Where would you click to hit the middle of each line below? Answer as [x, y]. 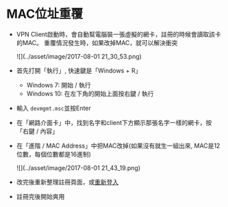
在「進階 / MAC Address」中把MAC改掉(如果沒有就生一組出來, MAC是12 [118, 146]
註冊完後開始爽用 [40, 196]
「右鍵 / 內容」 [37, 131]
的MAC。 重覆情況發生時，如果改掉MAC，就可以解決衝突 [97, 42]
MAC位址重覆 [45, 14]
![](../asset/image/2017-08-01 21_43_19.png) [78, 167]
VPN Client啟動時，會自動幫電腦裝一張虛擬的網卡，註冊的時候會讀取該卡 [118, 34]
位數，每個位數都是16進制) [54, 154]
